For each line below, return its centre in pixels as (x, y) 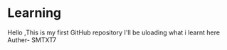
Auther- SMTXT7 (32, 39)
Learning (35, 13)
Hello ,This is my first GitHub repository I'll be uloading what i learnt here (114, 32)
